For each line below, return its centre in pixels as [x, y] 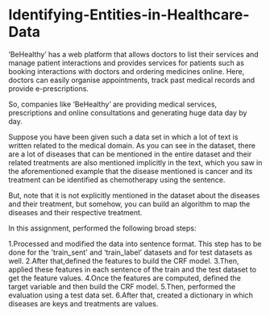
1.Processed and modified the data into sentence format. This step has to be [135, 243]
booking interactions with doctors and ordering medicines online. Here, [127, 71]
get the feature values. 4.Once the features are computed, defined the [125, 278]
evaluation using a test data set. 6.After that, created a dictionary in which [131, 295]
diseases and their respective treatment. [75, 212]
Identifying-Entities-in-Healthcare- [129, 15]
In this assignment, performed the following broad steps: [102, 228]
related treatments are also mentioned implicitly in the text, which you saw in [135, 162]
